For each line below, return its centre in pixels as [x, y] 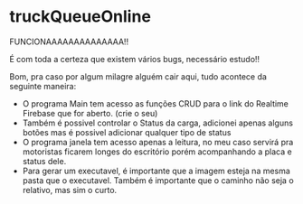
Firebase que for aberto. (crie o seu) [90, 113]
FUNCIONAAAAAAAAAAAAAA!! [69, 42]
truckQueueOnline [80, 17]
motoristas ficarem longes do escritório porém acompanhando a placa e [157, 152]
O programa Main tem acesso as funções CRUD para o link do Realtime [156, 103]
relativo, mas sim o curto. [70, 190]
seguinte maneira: [43, 86]
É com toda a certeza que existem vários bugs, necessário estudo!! [135, 59]
